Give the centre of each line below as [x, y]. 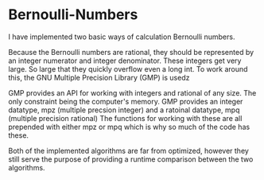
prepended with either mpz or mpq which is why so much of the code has [129, 127]
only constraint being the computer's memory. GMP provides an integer [126, 101]
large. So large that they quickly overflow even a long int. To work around [128, 68]
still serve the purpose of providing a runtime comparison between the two [131, 159]
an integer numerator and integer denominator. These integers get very [125, 61]
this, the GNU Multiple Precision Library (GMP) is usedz [99, 77]
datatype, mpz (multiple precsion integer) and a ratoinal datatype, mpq [124, 110]
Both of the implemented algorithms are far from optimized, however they [128, 151]
